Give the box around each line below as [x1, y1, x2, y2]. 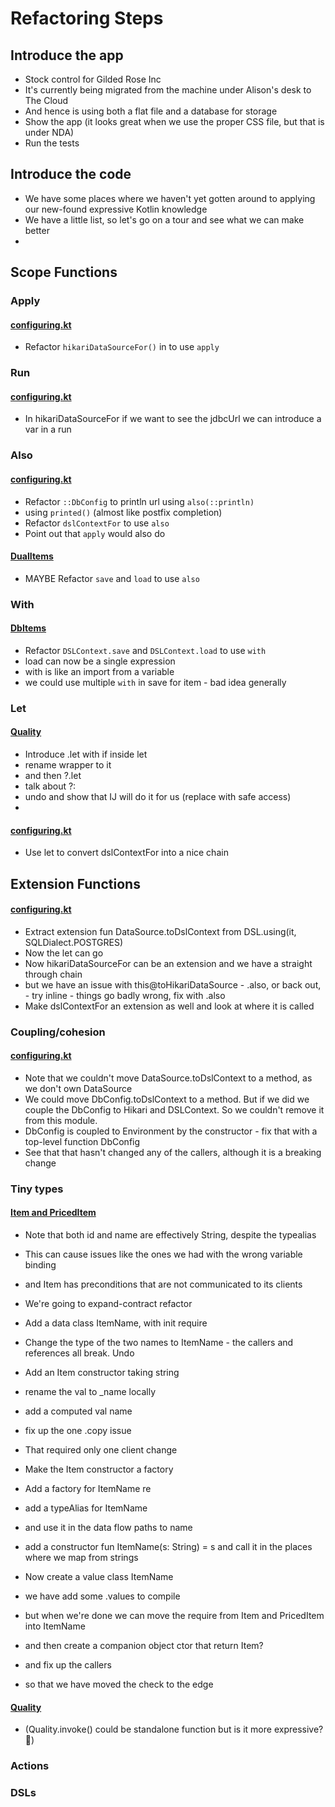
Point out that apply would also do [24, 527, 166, 539]
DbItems [10, 622, 47, 634]
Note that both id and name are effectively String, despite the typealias [24, 1229, 317, 1241]
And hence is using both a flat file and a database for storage [24, 105, 278, 117]
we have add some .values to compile [24, 1590, 181, 1602]
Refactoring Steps [10, 7, 164, 30]
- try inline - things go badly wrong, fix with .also [24, 989, 226, 1001]
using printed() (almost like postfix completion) [24, 506, 223, 518]
